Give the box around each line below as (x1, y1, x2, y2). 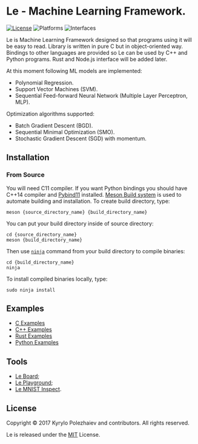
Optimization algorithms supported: (6, 110, 95, 117)
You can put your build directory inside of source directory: (6, 220, 154, 227)
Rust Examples (15, 332, 53, 340)
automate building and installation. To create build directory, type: (6, 197, 170, 205)
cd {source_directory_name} (6, 231, 78, 237)
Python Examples (15, 339, 59, 346)
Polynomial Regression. (15, 79, 74, 86)
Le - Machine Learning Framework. (6, 4, 186, 18)
